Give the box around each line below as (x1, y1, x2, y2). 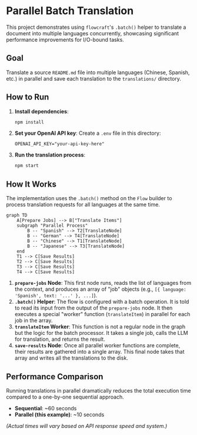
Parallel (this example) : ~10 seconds (14, 411, 105, 418)
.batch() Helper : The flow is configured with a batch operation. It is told (14, 298, 189, 306)
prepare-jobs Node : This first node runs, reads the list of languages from (14, 280, 192, 287)
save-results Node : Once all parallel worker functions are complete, (14, 342, 181, 349)
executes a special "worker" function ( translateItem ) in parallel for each (14, 311, 191, 318)
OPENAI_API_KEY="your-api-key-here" (14, 141, 105, 147)
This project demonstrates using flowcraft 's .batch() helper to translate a (6, 24, 186, 31)
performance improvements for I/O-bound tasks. (6, 36, 125, 43)
